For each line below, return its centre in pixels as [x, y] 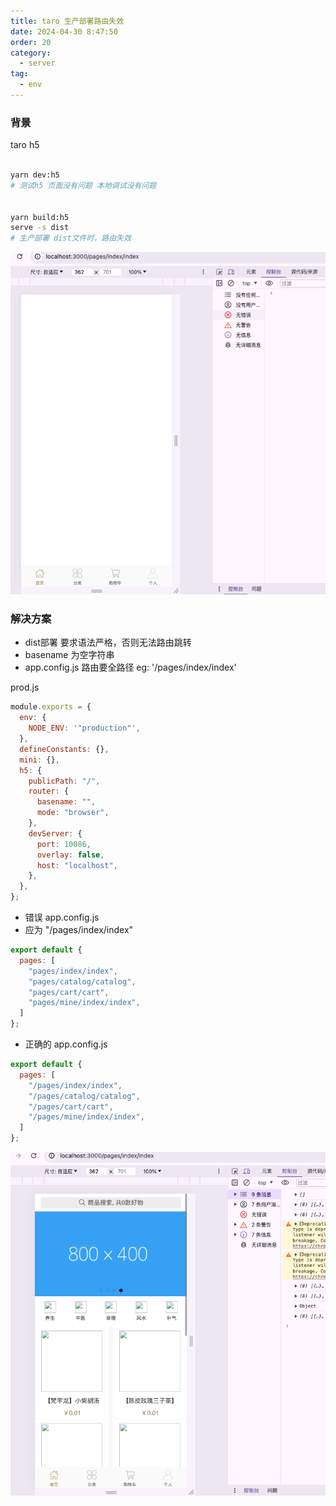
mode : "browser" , [73, 813]
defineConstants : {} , [64, 749]
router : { [49, 791]
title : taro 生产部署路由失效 [67, 21]
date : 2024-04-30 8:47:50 [64, 31]
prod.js [25, 687]
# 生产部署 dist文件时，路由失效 [71, 238]
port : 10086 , [64, 844]
